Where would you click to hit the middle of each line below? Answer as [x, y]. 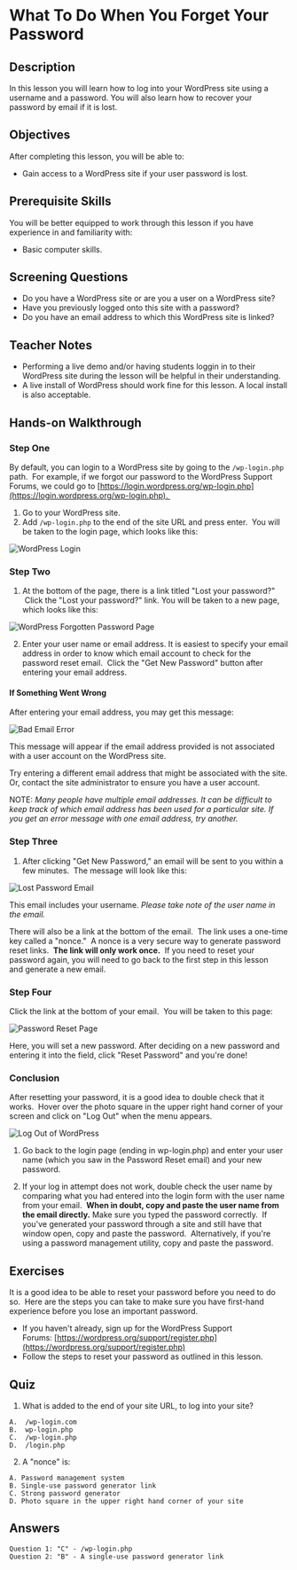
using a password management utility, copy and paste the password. [148, 1243]
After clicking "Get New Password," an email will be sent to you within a [152, 861]
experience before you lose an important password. [104, 1311]
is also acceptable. [56, 394]
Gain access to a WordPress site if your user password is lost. [135, 173]
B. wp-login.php [41, 1429]
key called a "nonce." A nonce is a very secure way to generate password [145, 941]
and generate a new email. [58, 969]
